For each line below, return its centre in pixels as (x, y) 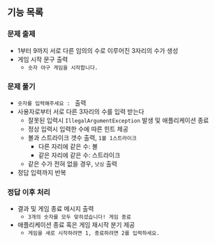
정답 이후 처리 (29, 192)
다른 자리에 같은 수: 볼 (68, 146)
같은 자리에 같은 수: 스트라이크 (79, 155)
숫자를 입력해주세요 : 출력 (52, 102)
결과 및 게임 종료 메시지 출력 (55, 209)
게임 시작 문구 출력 (43, 59)
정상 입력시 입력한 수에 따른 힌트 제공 (78, 129)
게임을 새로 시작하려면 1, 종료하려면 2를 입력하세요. (94, 233)
